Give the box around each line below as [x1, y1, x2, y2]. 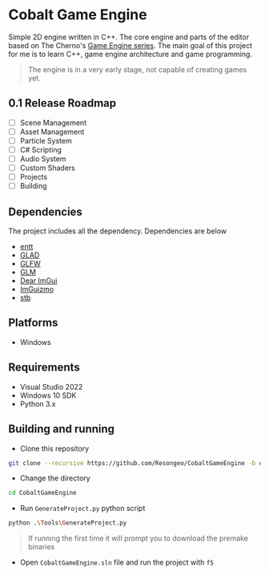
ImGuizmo [19, 285, 54, 294]
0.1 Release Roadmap [8, 96, 117, 110]
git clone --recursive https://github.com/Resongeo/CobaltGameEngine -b [8, 459, 256, 467]
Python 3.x [19, 399, 56, 408]
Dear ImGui [19, 276, 58, 285]
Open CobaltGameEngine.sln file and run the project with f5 [19, 557, 215, 567]
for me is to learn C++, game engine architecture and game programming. [8, 49, 252, 59]
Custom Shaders [19, 163, 76, 173]
